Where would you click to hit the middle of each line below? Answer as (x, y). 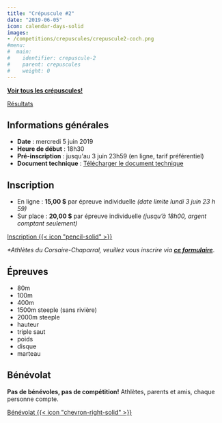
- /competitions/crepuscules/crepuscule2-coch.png (81, 39)
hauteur (28, 324)
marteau (29, 353)
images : (18, 33)
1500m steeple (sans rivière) (57, 310)
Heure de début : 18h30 (51, 149)
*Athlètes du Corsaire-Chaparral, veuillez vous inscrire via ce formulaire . (111, 250)
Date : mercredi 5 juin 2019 (55, 142)
